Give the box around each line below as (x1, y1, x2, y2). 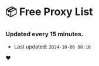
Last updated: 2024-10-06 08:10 (13, 43, 91, 50)
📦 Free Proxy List (5, 5, 93, 19)
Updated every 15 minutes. (5, 30, 84, 39)
